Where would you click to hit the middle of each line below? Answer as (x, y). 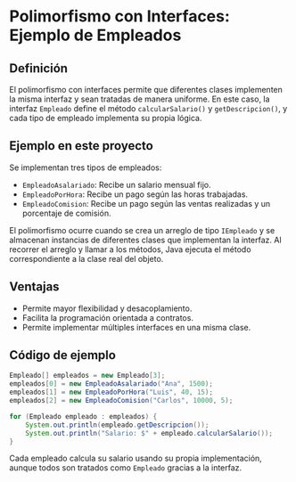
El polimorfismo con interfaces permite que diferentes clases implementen (146, 90)
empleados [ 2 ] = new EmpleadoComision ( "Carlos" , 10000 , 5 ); (121, 401)
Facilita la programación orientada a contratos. (108, 317)
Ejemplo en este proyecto (81, 146)
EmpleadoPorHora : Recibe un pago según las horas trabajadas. (135, 194)
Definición (39, 68)
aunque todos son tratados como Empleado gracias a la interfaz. (126, 468)
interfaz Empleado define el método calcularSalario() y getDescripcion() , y (148, 108)
